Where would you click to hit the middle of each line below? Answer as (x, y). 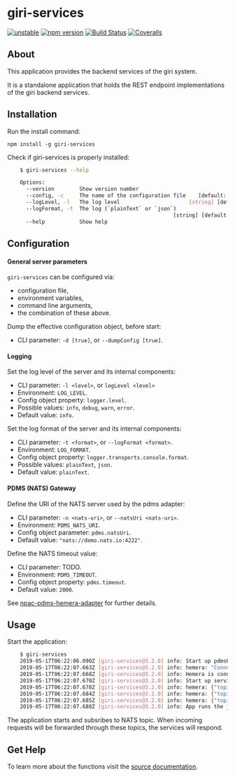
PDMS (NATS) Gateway (42, 488)
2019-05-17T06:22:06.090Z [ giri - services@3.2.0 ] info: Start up (115, 661)
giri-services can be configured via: (61, 277)
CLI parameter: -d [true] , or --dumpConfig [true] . (90, 340)
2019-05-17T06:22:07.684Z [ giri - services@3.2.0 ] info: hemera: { (117, 694)
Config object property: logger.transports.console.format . (103, 457)
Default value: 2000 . (45, 589)
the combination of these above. (64, 313)
